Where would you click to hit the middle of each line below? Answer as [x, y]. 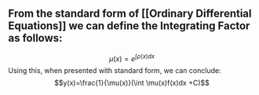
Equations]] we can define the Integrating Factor [129, 26]
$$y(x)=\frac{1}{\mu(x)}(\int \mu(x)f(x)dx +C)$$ [132, 83]
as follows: [35, 38]
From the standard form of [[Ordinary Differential [130, 14]
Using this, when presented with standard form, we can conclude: [115, 71]
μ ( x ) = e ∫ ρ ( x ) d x [132, 57]
